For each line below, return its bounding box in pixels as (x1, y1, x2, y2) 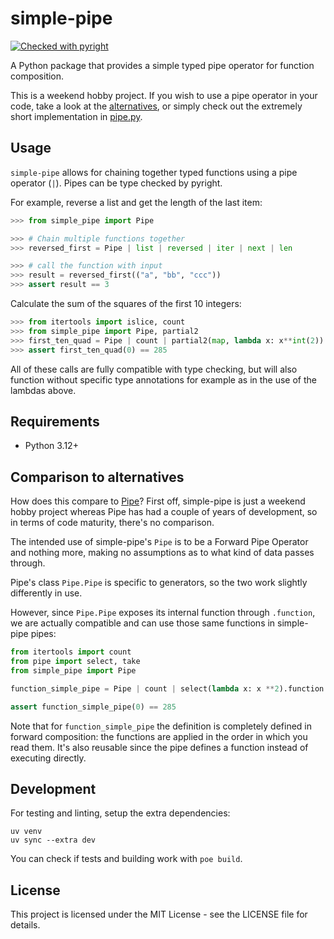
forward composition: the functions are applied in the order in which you (10, 730, 308, 742)
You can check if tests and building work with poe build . (10, 853, 243, 865)
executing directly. (10, 752, 87, 764)
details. (10, 919, 41, 931)
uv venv (10, 827, 43, 837)
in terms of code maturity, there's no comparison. (10, 517, 215, 529)
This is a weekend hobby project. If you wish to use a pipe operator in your (10, 89, 318, 101)
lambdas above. (10, 384, 77, 396)
